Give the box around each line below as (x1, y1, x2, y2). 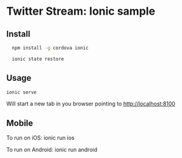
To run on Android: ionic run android (6, 146, 98, 154)
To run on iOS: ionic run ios (6, 134, 75, 141)
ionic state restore (12, 56, 64, 62)
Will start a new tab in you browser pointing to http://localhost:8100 (6, 100, 176, 108)
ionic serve (6, 89, 37, 96)
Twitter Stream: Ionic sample (6, 4, 156, 18)
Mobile (6, 118, 34, 128)
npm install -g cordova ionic (12, 45, 89, 51)
